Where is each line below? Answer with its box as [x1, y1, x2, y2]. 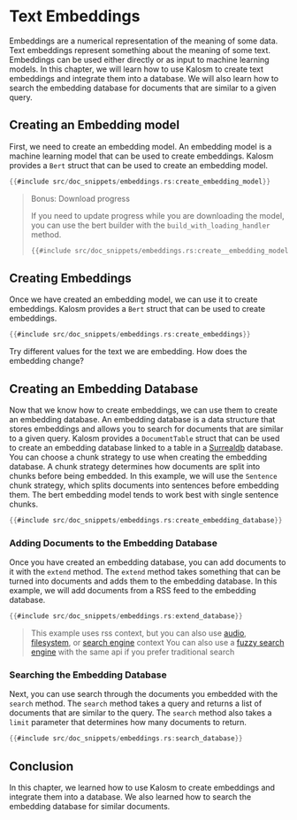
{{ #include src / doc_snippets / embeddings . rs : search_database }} [9, 734, 243, 743]
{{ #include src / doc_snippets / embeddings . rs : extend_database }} [9, 612, 243, 621]
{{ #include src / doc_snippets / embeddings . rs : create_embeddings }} [9, 330, 251, 339]
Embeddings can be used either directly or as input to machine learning [9, 54, 270, 65]
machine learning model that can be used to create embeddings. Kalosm [9, 151, 274, 161]
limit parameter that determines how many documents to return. [9, 717, 247, 728]
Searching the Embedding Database [9, 669, 167, 681]
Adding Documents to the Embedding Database [9, 537, 218, 549]
